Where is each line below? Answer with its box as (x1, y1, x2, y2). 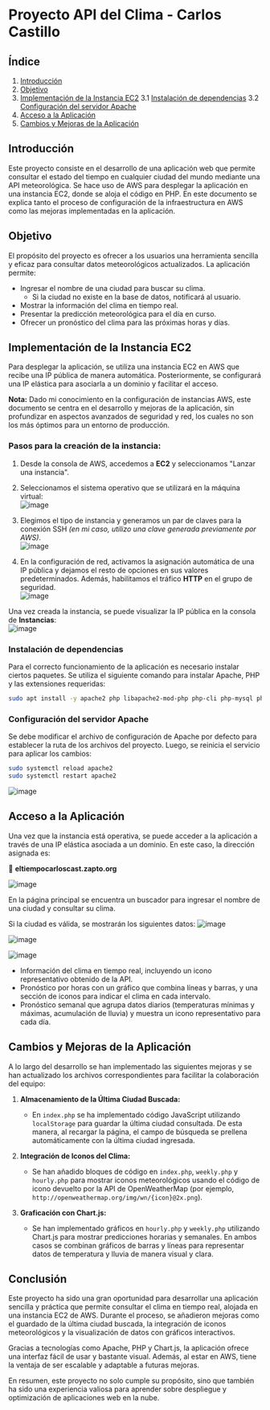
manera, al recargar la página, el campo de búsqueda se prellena (31, 1127, 247, 1137)
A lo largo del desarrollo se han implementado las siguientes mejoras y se (8, 1061, 252, 1071)
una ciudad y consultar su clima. (8, 903, 116, 913)
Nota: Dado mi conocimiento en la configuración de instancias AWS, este (8, 395, 252, 404)
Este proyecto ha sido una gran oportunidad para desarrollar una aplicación (8, 1293, 259, 1303)
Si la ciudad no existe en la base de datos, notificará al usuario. (31, 292, 241, 301)
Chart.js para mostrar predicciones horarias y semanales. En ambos (31, 1232, 257, 1241)
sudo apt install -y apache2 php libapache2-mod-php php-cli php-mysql (8, 695, 253, 703)
